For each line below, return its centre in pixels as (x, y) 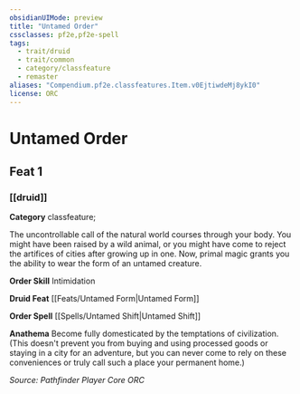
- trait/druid (44, 52)
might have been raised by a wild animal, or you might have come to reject (148, 245)
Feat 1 (26, 172)
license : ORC (34, 93)
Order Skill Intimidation (52, 281)
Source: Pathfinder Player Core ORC (77, 380)
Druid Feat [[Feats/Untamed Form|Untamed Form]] (104, 299)
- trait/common (46, 60)
